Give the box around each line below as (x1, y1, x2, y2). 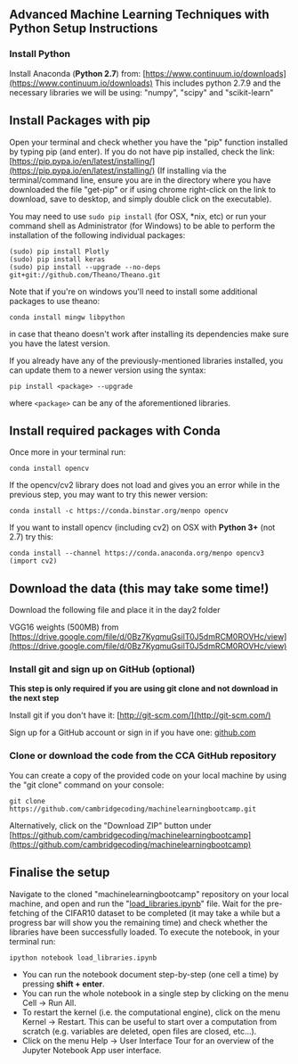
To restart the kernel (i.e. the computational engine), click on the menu (21, 1007, 281, 1018)
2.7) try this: (9, 532, 53, 542)
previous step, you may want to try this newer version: (9, 490, 208, 500)
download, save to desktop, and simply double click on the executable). (9, 194, 272, 204)
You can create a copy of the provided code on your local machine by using (9, 770, 287, 780)
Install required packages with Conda (9, 423, 221, 438)
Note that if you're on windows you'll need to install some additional (9, 285, 258, 297)
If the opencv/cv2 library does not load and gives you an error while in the (9, 480, 280, 491)
